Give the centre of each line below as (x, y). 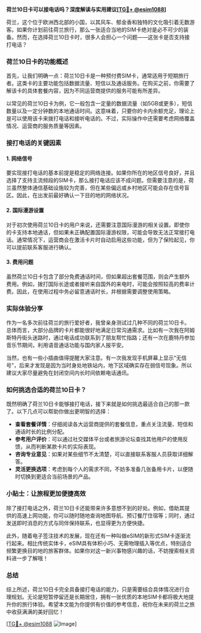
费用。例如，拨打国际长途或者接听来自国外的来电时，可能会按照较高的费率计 (100, 284)
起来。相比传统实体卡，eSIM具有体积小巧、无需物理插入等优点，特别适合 (101, 543)
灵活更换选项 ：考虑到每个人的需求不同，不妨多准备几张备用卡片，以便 (101, 469)
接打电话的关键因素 (34, 143)
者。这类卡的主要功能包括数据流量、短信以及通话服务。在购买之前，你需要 (98, 83)
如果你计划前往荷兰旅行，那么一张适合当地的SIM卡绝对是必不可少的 (100, 30)
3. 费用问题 (20, 262)
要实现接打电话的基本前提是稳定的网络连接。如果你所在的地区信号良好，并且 (100, 173)
